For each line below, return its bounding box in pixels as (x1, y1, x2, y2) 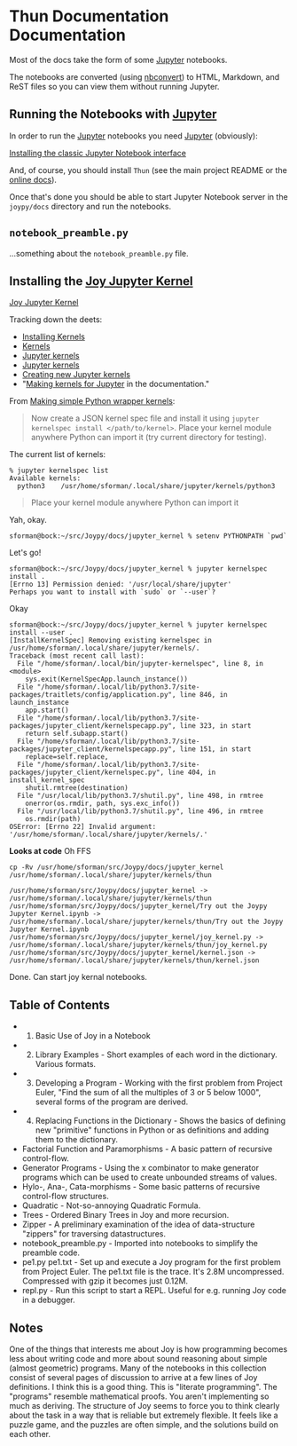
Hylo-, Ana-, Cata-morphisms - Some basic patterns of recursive (21, 1181, 261, 1192)
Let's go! (9, 548, 42, 558)
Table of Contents (9, 997, 111, 1013)
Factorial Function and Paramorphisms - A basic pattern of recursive (21, 1143, 273, 1155)
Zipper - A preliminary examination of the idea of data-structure (21, 1219, 255, 1230)
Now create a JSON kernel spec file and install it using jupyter (30, 413, 260, 423)
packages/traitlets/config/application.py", (9, 691, 176, 699)
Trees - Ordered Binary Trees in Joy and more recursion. (21, 1210, 230, 1221)
